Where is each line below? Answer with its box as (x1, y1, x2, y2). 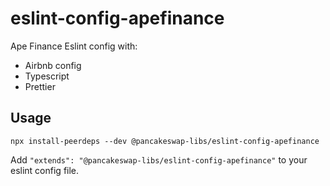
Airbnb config (24, 59, 82, 71)
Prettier (24, 80, 56, 92)
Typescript (24, 70, 70, 82)
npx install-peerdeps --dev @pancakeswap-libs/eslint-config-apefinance (10, 136, 320, 146)
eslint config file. (10, 164, 80, 176)
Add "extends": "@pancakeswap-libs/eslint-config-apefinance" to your (10, 153, 308, 166)
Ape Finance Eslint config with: (10, 40, 138, 52)
